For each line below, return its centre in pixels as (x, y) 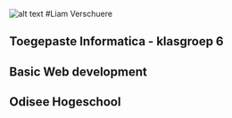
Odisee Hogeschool (65, 102)
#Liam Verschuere (79, 14)
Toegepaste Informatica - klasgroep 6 (116, 41)
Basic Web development (78, 71)
